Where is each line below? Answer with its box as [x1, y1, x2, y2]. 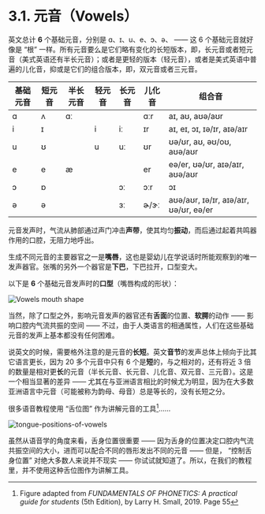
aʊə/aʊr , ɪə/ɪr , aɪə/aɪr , [168, 194, 250, 205]
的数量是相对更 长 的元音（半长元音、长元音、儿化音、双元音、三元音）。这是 [8, 367, 254, 376]
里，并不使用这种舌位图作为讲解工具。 [8, 465, 132, 475]
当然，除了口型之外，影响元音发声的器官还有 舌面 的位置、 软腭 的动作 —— [8, 311, 245, 320]
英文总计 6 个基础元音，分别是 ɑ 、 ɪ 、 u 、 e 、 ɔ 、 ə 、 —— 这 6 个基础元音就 [8, 35, 247, 44]
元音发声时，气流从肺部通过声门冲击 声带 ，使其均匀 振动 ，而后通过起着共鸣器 [8, 225, 257, 235]
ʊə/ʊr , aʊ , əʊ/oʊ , [168, 136, 232, 147]
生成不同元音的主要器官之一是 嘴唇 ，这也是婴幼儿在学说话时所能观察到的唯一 [8, 251, 257, 261]
